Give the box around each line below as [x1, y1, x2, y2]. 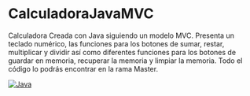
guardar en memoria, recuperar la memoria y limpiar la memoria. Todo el [8, 56, 243, 65]
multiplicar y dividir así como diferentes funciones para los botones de [8, 47, 237, 57]
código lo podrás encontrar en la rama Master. [8, 64, 159, 73]
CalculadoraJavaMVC [8, 5, 154, 23]
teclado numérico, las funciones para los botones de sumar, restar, [8, 39, 225, 48]
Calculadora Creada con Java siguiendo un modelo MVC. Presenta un [8, 31, 234, 40]
